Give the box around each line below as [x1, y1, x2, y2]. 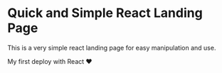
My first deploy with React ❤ [7, 57, 92, 65]
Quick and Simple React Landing [7, 5, 203, 21]
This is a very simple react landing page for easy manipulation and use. [7, 43, 216, 52]
